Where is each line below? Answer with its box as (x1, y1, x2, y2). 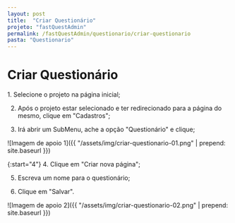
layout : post (7, 10, 46, 18)
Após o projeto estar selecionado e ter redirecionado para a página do (17, 104, 222, 113)
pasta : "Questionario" (7, 37, 74, 44)
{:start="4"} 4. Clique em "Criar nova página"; (7, 160, 141, 169)
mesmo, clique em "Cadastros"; (17, 111, 111, 120)
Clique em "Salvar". (17, 188, 75, 196)
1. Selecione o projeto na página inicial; (7, 90, 121, 99)
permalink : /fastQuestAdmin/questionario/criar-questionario (7, 30, 191, 37)
